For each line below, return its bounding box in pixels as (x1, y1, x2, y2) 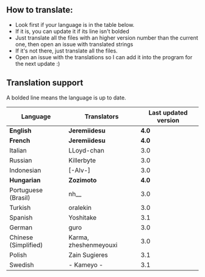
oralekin (68, 203, 92, 212)
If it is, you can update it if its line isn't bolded (15, 27, 129, 35)
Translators (84, 112, 119, 121)
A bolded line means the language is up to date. (6, 94, 126, 101)
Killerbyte (68, 156, 96, 164)
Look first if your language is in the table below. (15, 21, 135, 28)
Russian (9, 156, 32, 164)
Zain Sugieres (68, 250, 109, 259)
